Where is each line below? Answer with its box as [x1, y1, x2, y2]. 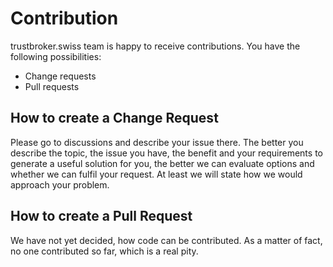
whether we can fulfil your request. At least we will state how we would [10, 168, 303, 180]
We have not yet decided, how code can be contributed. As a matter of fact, [10, 234, 323, 246]
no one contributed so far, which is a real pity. [10, 245, 199, 257]
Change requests [24, 70, 97, 82]
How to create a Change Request [10, 110, 219, 127]
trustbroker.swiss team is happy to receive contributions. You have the [10, 40, 301, 52]
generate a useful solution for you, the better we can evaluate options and [10, 157, 315, 169]
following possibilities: [10, 50, 102, 62]
